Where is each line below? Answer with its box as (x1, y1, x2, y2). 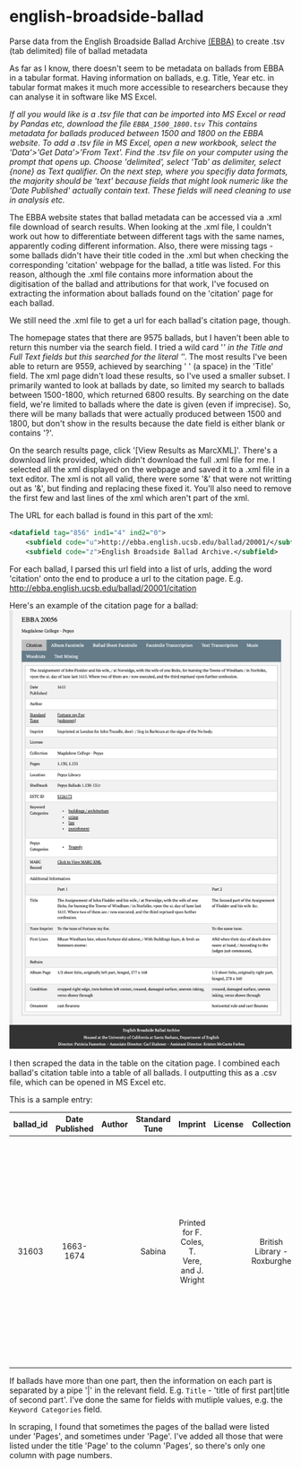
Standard (135, 1114, 171, 1125)
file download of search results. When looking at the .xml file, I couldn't (9, 221, 271, 232)
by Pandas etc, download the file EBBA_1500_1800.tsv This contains (9, 118, 258, 129)
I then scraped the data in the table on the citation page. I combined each (9, 1058, 280, 1068)
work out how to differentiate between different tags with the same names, (9, 230, 285, 241)
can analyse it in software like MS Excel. (9, 91, 158, 102)
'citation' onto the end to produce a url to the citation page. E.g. (9, 573, 244, 583)
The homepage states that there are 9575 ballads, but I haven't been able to (9, 332, 289, 342)
